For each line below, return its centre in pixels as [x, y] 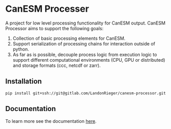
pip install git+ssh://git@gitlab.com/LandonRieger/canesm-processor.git [86, 93]
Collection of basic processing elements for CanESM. [69, 38]
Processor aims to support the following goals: [55, 28]
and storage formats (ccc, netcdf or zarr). [57, 65]
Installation [24, 81]
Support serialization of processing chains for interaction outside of [84, 43]
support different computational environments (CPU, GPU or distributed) [89, 60]
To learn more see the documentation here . [51, 121]
